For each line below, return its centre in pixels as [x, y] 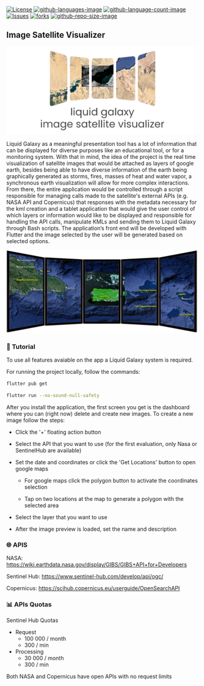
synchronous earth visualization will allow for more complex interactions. [98, 183]
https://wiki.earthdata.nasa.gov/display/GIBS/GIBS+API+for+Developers [97, 564]
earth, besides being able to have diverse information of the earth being [97, 170]
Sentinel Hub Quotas [32, 620]
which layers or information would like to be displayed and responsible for [99, 215]
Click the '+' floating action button [58, 432]
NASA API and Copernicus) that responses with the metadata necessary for [102, 202]
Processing [29, 651]
